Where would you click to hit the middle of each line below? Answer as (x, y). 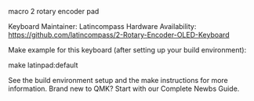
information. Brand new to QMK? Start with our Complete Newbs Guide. (124, 88)
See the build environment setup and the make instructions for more (118, 80)
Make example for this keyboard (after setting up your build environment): (127, 50)
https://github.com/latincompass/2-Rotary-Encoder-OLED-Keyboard (119, 35)
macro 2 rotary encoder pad (54, 11)
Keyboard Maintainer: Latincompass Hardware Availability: (102, 26)
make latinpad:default (43, 65)
